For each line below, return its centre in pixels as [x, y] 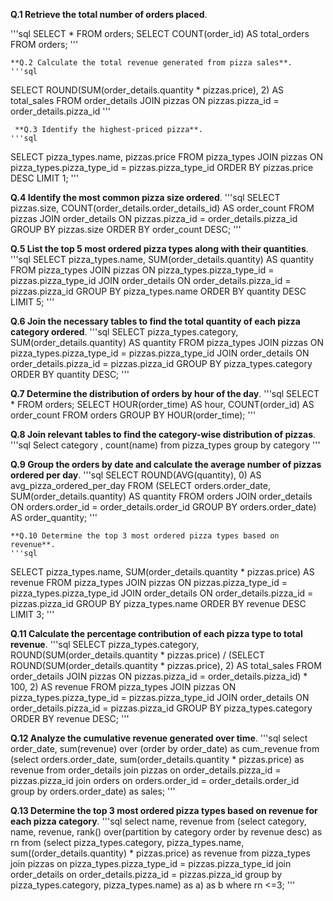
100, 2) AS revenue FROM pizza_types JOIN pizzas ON [123, 687]
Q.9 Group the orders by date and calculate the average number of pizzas [166, 464]
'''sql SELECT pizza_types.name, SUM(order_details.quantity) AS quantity [162, 259]
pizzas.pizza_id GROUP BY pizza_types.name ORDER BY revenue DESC [158, 603]
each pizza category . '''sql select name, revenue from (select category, [158, 821]
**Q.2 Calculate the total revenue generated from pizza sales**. [151, 63]
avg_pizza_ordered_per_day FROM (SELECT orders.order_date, [140, 485]
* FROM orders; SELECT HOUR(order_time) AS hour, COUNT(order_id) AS [162, 404]
